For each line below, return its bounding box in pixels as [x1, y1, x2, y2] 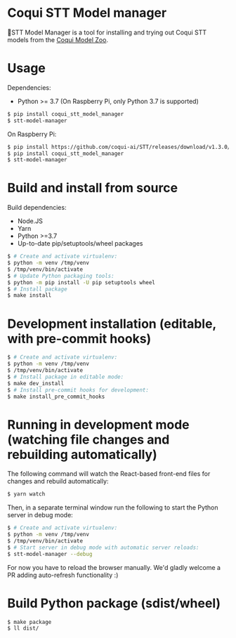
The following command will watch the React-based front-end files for [7, 470, 211, 478]
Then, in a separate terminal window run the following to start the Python [7, 503, 218, 512]
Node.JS [17, 217, 44, 225]
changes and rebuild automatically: [7, 477, 109, 486]
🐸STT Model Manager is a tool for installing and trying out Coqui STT [7, 28, 207, 36]
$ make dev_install [7, 380, 65, 387]
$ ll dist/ [7, 625, 39, 632]
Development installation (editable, [7, 316, 216, 331]
